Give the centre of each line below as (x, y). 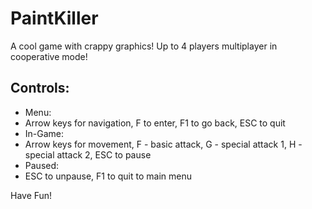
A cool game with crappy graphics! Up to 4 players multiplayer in (144, 46)
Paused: (42, 165)
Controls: (40, 88)
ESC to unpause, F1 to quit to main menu (108, 176)
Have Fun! (31, 195)
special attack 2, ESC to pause (88, 154)
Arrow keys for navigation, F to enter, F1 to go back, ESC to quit (155, 123)
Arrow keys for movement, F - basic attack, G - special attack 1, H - (163, 144)
